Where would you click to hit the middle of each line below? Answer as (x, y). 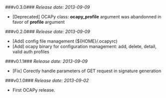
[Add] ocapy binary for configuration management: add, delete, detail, (84, 46)
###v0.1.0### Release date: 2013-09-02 (47, 80)
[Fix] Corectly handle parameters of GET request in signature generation (87, 71)
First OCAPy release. (34, 90)
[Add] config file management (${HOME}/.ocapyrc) (65, 41)
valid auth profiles (31, 52)
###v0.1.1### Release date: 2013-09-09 (47, 61)
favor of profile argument (38, 22)
